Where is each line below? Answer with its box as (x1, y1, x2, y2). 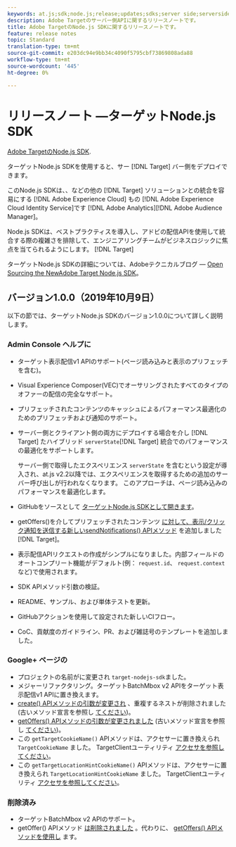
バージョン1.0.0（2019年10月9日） (7, 291, 160, 303)
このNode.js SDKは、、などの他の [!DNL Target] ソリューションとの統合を (7, 186, 219, 194)
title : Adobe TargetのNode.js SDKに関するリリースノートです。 (7, 23, 180, 30)
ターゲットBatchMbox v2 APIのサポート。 (17, 815, 139, 824)
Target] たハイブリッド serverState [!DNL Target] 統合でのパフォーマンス (17, 437, 228, 446)
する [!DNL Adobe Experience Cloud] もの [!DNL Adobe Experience (20, 195, 214, 203)
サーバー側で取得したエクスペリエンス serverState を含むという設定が (17, 460, 221, 469)
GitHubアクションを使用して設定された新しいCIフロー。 (17, 612, 179, 620)
